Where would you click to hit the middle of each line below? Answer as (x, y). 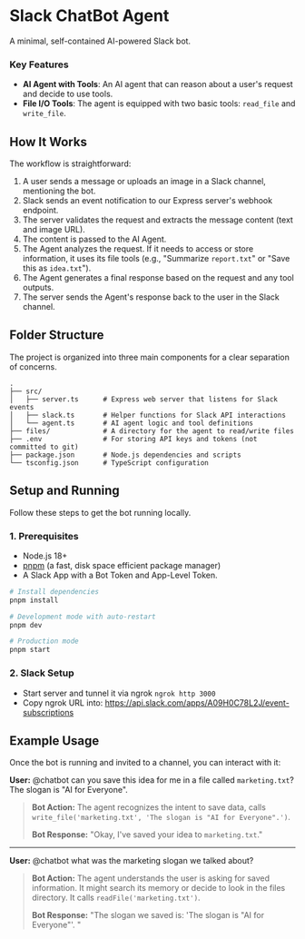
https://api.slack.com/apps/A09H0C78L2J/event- (197, 702)
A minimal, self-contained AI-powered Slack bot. (100, 41)
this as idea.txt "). (57, 268)
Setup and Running (64, 491)
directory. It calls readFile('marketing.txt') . (116, 898)
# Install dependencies (54, 591)
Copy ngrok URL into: (63, 702)
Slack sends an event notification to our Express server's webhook (148, 201)
